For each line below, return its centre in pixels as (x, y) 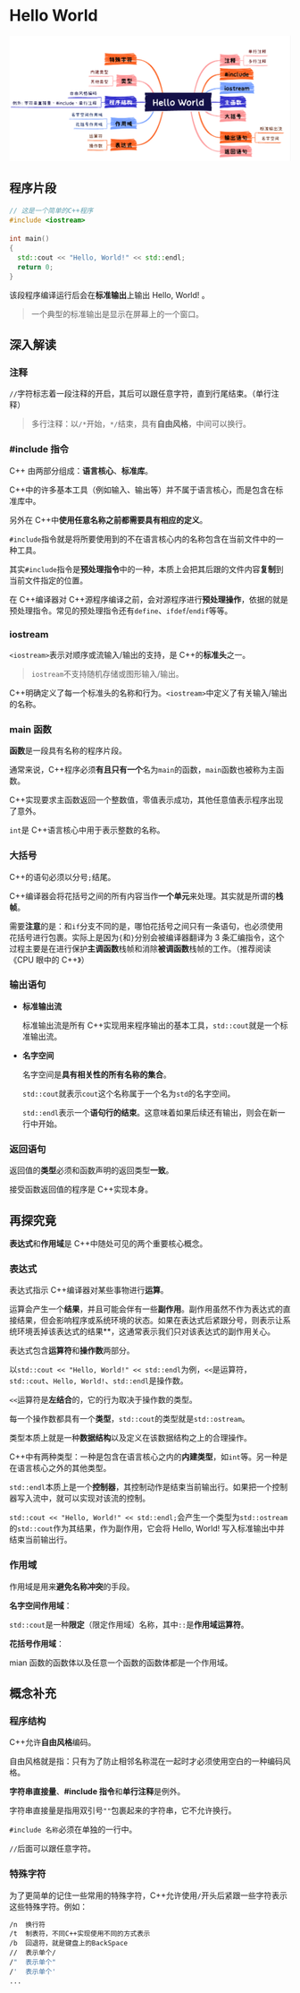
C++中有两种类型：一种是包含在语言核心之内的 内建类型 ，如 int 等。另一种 (145, 1457)
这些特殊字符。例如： (48, 1906)
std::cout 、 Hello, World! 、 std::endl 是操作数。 (99, 1381)
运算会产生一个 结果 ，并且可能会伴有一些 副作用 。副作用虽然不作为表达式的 (146, 1309)
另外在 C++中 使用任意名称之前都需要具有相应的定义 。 (108, 519)
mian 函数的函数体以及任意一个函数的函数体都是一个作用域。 (121, 1663)
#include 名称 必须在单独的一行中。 (73, 1830)
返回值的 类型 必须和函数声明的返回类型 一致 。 (92, 1170)
